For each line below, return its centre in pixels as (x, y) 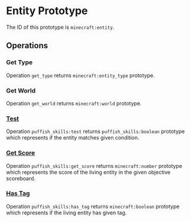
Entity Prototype (47, 11)
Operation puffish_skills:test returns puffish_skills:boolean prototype (95, 131)
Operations (27, 46)
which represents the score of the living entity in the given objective (88, 172)
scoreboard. (21, 178)
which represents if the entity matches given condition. (73, 138)
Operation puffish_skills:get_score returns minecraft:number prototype (94, 165)
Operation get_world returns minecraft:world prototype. (74, 103)
